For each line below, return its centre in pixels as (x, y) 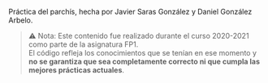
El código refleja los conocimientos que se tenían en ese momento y (143, 53)
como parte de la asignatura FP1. (83, 44)
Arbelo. (21, 20)
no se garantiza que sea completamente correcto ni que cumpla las (144, 61)
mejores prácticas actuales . (76, 70)
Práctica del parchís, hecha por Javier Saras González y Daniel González (130, 12)
